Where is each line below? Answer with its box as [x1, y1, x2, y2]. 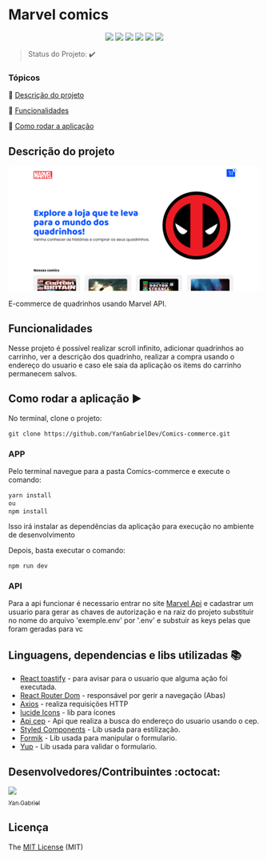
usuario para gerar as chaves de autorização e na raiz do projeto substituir [8, 607, 254, 617]
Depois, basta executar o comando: [8, 546, 126, 556]
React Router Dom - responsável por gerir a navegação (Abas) [19, 691, 226, 700]
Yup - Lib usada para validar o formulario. [19, 742, 157, 752]
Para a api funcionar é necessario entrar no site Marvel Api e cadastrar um [8, 599, 254, 608]
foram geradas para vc [8, 624, 84, 634]
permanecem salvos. [8, 368, 78, 378]
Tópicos [8, 72, 41, 83]
